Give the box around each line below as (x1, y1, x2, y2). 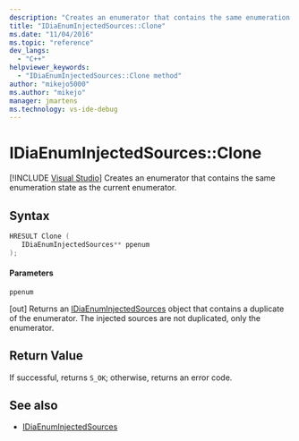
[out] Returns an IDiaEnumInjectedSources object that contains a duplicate (9, 303, 285, 314)
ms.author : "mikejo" (9, 88, 87, 97)
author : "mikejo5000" (9, 80, 90, 89)
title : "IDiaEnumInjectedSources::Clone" (9, 21, 167, 30)
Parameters (9, 267, 54, 278)
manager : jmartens (9, 96, 78, 106)
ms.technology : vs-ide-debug (9, 105, 118, 114)
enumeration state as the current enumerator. (9, 182, 177, 193)
